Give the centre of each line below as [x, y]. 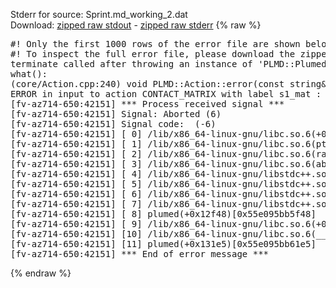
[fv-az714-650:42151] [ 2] [76, 154]
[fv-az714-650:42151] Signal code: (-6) [113, 124]
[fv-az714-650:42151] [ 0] [76, 134]
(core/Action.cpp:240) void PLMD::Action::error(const [147, 84]
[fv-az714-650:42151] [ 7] [76, 204]
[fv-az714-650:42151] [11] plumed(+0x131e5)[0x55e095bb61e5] [163, 244]
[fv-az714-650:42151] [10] [76, 234]
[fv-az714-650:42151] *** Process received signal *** [147, 104]
